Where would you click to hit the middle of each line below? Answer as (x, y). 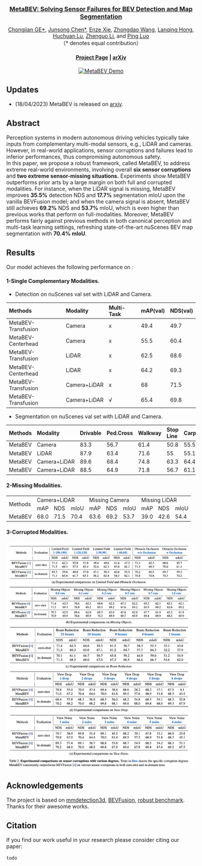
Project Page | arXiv (101, 57)
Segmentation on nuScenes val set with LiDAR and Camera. (89, 416)
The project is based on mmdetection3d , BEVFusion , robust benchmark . (96, 800)
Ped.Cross (120, 433)
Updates (23, 89)
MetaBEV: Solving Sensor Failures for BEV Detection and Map (101, 9)
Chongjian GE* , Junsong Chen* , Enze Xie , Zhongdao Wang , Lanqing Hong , (101, 30)
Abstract (23, 123)
